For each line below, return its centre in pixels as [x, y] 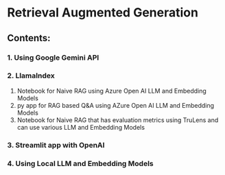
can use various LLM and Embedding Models [81, 127]
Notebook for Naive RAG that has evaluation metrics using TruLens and [118, 120]
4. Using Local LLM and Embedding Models [80, 163]
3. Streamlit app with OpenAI [56, 145]
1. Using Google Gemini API [53, 58]
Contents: [29, 38]
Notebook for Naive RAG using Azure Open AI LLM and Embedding [112, 91]
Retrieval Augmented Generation [103, 13]
